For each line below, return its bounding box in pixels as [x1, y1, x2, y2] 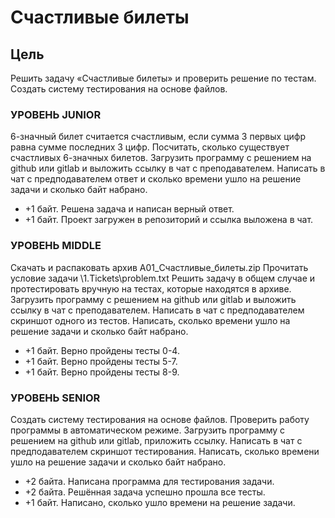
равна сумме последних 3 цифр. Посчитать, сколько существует [10, 141, 290, 153]
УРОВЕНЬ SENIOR [10, 391, 101, 405]
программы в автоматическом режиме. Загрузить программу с [10, 424, 286, 436]
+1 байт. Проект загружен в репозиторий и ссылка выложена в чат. [24, 214, 314, 226]
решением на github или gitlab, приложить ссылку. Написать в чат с [10, 434, 303, 446]
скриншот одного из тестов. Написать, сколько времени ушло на [10, 314, 291, 326]
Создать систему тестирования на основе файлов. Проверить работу [10, 413, 310, 425]
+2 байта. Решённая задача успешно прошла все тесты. [24, 486, 266, 498]
